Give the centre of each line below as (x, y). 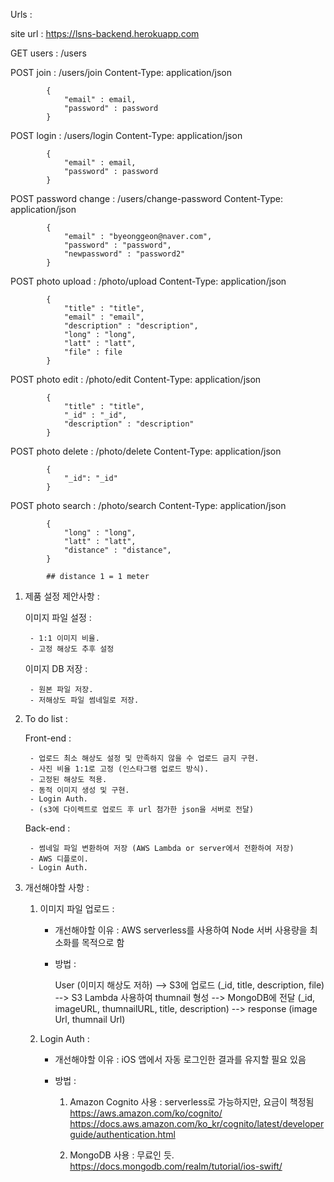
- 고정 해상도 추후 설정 (72, 649)
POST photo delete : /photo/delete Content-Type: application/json (146, 451)
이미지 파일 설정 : (58, 617)
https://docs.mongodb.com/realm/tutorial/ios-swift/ (176, 1166)
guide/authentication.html (122, 1134)
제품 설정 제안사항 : (62, 596)
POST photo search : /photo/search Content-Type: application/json (148, 505)
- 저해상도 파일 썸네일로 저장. (84, 700)
